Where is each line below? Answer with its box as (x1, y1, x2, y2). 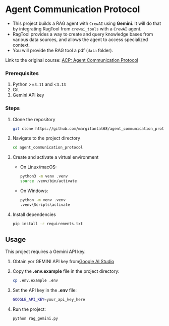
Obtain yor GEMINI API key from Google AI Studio (12, 259, 115, 265)
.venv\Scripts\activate (20, 202, 71, 207)
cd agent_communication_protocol (12, 145, 83, 150)
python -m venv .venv (20, 198, 66, 203)
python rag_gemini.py (12, 316, 58, 321)
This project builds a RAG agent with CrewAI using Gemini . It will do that (12, 20, 161, 26)
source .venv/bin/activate (20, 178, 77, 184)
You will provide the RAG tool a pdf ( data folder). (12, 47, 114, 53)
